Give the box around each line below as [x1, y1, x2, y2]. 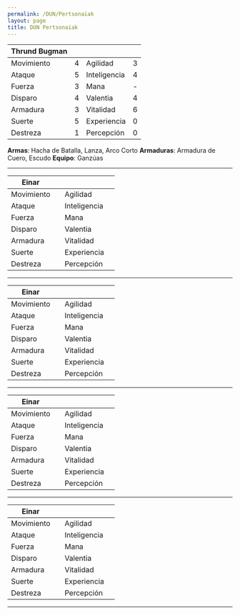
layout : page [7, 17, 46, 24]
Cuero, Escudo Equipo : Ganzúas [7, 154, 104, 163]
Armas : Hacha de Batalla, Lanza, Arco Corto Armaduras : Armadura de [7, 146, 216, 155]
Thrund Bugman [11, 46, 68, 56]
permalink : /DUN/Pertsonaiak [7, 10, 94, 18]
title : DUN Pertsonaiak [7, 24, 79, 31]
